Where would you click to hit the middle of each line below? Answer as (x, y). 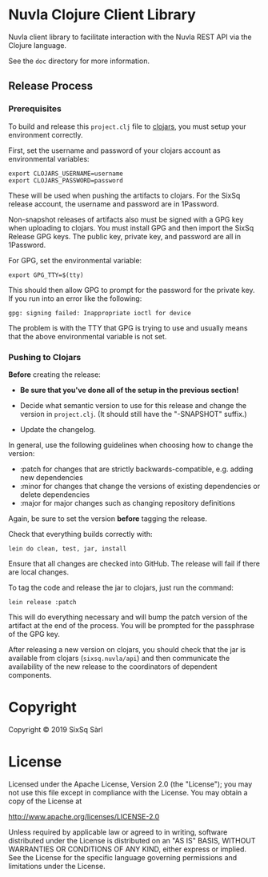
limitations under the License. (57, 866)
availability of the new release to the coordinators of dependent (113, 667)
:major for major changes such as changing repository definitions (128, 503)
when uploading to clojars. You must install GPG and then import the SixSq (131, 228)
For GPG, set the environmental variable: (75, 260)
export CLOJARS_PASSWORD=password (66, 180)
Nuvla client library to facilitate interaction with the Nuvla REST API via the (130, 37)
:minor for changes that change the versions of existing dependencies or (140, 486)
